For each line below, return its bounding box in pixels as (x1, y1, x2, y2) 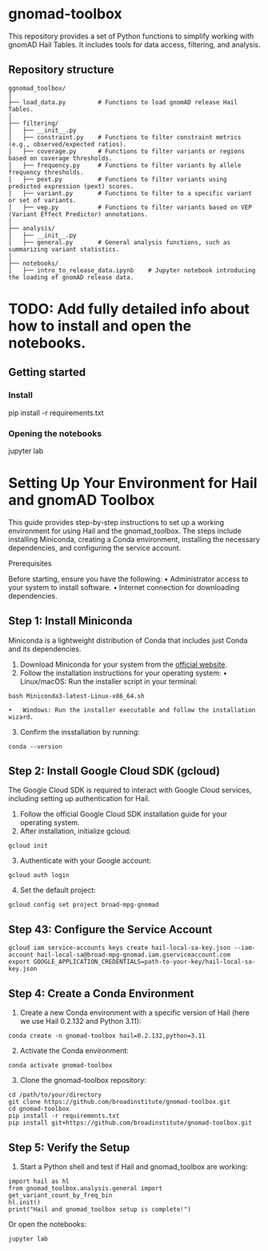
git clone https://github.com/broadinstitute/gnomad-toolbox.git (8, 1098, 230, 1106)
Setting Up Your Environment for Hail (8, 474, 258, 492)
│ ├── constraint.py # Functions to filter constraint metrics (8, 133, 242, 141)
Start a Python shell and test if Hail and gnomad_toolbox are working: (19, 1161, 248, 1171)
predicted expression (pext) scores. (8, 182, 134, 190)
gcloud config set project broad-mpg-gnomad (8, 901, 159, 909)
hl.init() (8, 1198, 42, 1206)
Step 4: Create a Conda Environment (8, 986, 194, 1000)
